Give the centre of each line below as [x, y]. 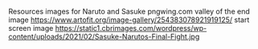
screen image [31, 28]
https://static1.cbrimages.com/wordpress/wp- [131, 28]
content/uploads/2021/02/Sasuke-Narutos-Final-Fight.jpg [104, 36]
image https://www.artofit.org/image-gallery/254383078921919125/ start [129, 20]
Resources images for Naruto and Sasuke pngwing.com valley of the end [129, 11]
